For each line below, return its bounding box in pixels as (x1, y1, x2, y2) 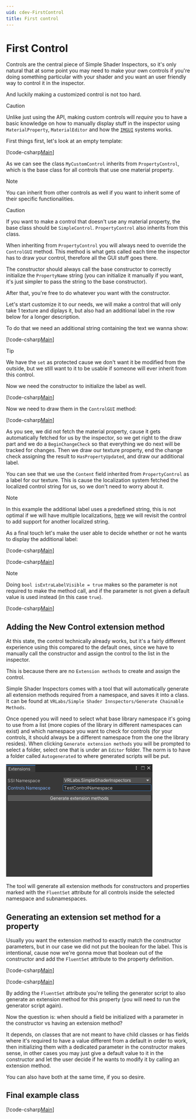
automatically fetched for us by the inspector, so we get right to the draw (6, 434, 182, 441)
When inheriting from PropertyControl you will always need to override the (6, 242, 186, 249)
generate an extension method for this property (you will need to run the (6, 996, 180, 1003)
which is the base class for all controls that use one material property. (6, 166, 174, 174)
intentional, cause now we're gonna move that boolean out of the (6, 950, 163, 957)
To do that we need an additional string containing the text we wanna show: (6, 325, 188, 332)
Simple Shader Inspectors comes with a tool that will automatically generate (6, 685, 189, 692)
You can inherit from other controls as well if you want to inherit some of (6, 189, 180, 196)
